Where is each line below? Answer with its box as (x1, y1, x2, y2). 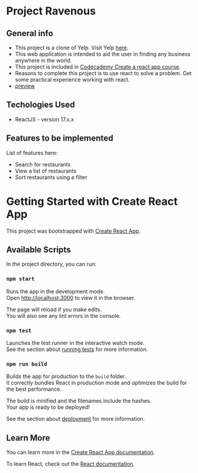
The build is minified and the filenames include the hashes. (6, 397, 152, 404)
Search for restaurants (14, 160, 71, 168)
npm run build (6, 361, 47, 367)
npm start (6, 275, 35, 282)
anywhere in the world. (14, 57, 72, 64)
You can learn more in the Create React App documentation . (6, 449, 155, 456)
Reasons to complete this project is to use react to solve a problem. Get (14, 70, 192, 76)
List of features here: (6, 149, 58, 156)
